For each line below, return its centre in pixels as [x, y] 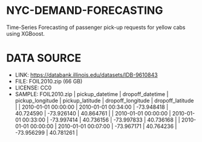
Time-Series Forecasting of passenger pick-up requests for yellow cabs [96, 27]
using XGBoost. [26, 33]
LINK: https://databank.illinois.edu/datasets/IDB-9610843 [86, 75]
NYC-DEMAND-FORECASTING [85, 11]
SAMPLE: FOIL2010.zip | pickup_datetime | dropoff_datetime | [92, 94]
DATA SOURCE [44, 58]
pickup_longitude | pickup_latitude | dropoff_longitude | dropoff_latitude [104, 100]
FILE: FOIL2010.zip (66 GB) [49, 81]
